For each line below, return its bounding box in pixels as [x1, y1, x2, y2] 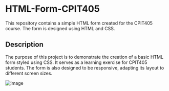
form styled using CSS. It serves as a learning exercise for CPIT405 [5, 59, 147, 65]
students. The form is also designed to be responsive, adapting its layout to [5, 64, 164, 71]
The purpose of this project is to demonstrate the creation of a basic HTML [5, 54, 164, 60]
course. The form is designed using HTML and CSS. [5, 25, 115, 31]
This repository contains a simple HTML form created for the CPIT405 [5, 20, 153, 26]
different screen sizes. [5, 70, 53, 76]
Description [5, 40, 44, 49]
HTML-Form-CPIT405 [5, 3, 100, 15]
